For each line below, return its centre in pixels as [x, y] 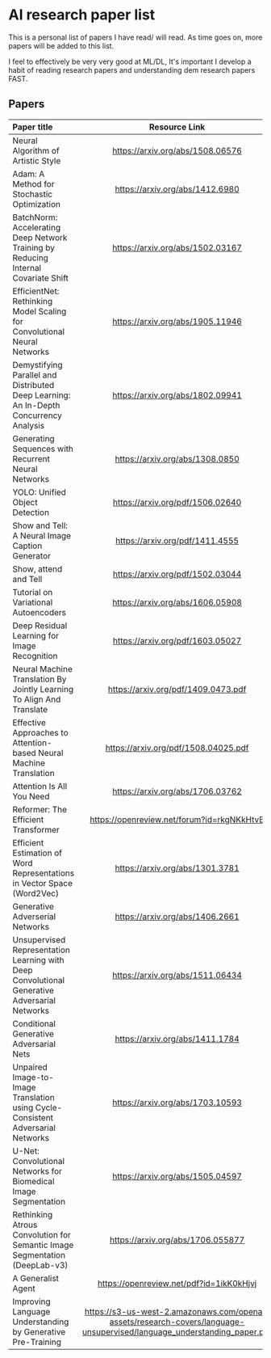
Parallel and [35, 375]
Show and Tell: [40, 525]
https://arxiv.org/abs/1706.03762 [177, 791]
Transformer [36, 829]
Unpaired [30, 1067]
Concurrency [37, 415]
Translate [30, 709]
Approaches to [40, 732]
